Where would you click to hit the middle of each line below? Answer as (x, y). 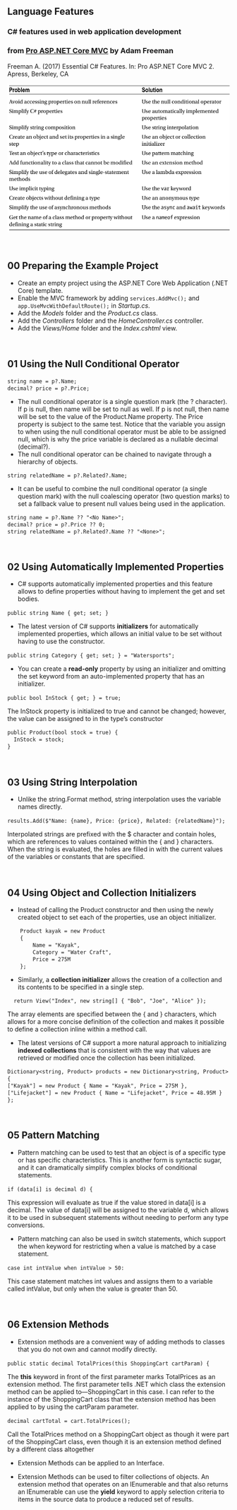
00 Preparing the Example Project (83, 266)
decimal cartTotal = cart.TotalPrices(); (69, 1421)
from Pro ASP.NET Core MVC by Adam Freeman (91, 51)
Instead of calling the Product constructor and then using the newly (115, 910)
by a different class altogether (51, 1449)
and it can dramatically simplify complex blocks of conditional (107, 1168)
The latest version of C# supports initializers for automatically (108, 626)
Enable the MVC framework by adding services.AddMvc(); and (108, 298)
